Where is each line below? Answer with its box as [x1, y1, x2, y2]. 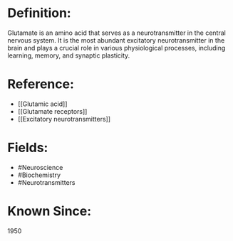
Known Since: [7, 203, 92, 219]
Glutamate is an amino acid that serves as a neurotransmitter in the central [7, 28, 226, 37]
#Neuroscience [17, 163, 63, 171]
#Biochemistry [17, 171, 61, 179]
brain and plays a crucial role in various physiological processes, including [7, 43, 226, 52]
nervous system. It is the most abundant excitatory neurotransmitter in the [7, 36, 225, 44]
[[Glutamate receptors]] [17, 107, 88, 115]
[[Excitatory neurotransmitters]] [17, 114, 111, 123]
